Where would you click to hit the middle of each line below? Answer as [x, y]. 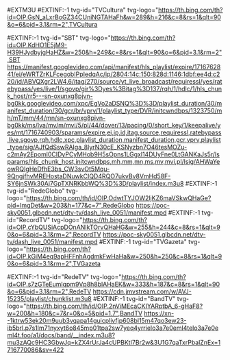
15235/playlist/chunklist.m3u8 [50, 299]
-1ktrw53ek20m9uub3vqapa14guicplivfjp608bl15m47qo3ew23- [97, 321]
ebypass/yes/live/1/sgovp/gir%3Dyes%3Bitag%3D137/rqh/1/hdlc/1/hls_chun [115, 89]
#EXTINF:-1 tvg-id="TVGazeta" [143, 242]
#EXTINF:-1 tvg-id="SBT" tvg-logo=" [59, 38]
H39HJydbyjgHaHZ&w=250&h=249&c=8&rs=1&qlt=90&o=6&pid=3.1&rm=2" [115, 52]
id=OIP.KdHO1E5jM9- [37, 45]
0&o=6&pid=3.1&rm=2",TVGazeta [54, 264]
